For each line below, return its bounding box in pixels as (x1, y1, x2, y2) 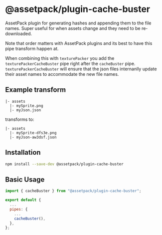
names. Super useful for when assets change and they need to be (5, 25, 141, 31)
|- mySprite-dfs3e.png (9, 130, 57, 135)
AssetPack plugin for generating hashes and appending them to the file (5, 20, 152, 26)
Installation (5, 148, 41, 157)
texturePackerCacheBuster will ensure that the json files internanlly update (5, 66, 157, 72)
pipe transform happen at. (5, 45, 59, 51)
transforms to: (5, 116, 34, 122)
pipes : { (9, 207, 28, 212)
